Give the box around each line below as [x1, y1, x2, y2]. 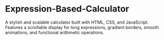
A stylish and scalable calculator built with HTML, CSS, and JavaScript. [5, 19, 149, 25]
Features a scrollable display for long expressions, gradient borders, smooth [5, 24, 160, 30]
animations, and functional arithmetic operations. [5, 29, 105, 35]
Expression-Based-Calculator [5, 3, 129, 14]
